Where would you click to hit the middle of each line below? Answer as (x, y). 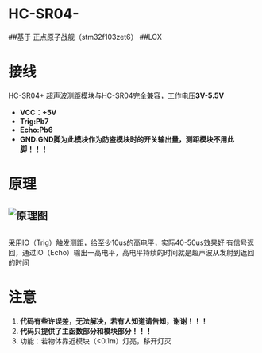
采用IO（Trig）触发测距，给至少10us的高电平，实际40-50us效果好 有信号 (128, 242)
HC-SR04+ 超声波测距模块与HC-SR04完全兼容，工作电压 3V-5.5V (116, 95)
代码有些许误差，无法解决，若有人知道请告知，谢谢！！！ (114, 321)
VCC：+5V (38, 112)
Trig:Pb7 (34, 121)
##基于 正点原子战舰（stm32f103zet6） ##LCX (85, 37)
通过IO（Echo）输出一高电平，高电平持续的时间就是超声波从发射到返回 (138, 252)
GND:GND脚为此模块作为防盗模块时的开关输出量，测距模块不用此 (127, 139)
